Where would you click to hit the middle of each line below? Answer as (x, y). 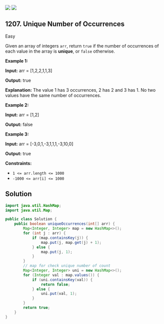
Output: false (19, 124)
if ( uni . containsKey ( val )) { (62, 280)
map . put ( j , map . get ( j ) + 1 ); (71, 242)
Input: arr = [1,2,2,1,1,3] (29, 71)
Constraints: (18, 163)
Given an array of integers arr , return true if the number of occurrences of (82, 46)
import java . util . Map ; (29, 210)
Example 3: (17, 134)
